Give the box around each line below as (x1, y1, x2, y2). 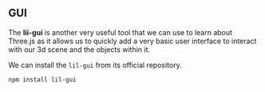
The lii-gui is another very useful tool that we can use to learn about (8, 27, 233, 37)
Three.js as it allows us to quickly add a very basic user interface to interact (8, 36, 257, 46)
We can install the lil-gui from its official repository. (8, 60, 182, 70)
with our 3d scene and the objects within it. (8, 44, 150, 54)
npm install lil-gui (8, 75, 77, 83)
